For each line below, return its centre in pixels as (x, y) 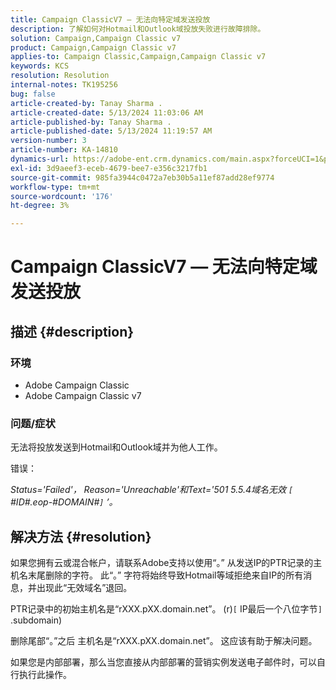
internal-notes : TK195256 (64, 85)
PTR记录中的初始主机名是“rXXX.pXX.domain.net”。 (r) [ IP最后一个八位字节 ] (166, 609)
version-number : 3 (48, 141)
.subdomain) (36, 620)
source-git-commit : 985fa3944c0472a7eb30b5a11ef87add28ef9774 (142, 177)
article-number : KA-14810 (64, 150)
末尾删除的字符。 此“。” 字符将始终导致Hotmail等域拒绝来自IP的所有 (165, 575)
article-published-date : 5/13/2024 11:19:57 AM (111, 131)
